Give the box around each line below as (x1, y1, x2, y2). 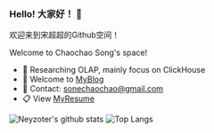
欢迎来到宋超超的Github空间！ (9, 29, 120, 41)
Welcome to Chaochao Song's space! (9, 47, 148, 59)
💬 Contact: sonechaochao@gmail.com (21, 83, 163, 94)
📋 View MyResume (21, 93, 95, 104)
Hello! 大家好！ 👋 (9, 7, 83, 20)
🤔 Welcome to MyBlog (21, 74, 104, 85)
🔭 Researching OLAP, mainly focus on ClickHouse (21, 65, 206, 75)
